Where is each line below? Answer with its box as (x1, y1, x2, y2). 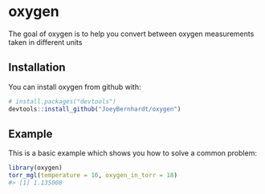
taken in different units (8, 37, 83, 46)
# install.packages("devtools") (8, 97, 116, 106)
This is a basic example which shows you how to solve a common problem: (8, 148, 257, 158)
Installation (8, 61, 66, 75)
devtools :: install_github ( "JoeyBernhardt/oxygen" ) (8, 105, 181, 113)
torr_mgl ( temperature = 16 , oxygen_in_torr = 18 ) (8, 172, 178, 180)
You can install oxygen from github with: (8, 82, 141, 91)
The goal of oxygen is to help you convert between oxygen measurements (8, 29, 255, 38)
